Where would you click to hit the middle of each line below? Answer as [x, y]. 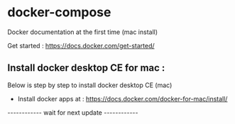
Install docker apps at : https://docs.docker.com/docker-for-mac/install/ [122, 98]
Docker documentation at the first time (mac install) [83, 32]
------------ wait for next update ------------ [73, 112]
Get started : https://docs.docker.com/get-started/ [81, 45]
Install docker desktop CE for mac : [86, 68]
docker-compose [59, 12]
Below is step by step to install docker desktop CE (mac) [90, 85]
